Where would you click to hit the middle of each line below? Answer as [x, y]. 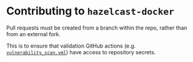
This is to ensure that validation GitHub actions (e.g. [71, 46]
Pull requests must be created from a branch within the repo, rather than [97, 28]
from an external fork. [33, 34]
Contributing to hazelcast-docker [90, 11]
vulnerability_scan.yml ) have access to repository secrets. [81, 52]
